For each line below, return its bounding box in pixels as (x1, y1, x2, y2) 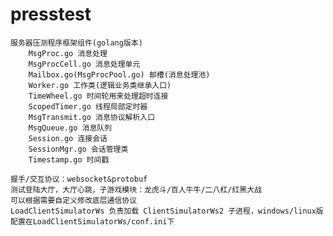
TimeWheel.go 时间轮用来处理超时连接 (28, 91, 169, 101)
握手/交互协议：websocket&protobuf (10, 174, 148, 184)
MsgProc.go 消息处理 (28, 48, 108, 58)
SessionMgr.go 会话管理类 (28, 144, 129, 154)
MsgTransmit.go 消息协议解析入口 (28, 112, 156, 122)
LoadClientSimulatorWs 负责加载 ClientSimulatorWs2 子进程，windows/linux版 (10, 206, 324, 216)
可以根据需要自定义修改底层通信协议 (10, 195, 138, 205)
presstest (10, 3, 92, 26)
